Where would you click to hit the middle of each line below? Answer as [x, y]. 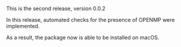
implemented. [23, 26]
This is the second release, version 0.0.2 [56, 9]
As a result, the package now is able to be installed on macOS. [83, 37]
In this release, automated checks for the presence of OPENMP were [90, 20]
